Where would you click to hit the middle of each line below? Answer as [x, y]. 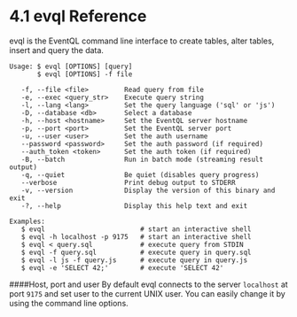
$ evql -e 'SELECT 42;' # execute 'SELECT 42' [122, 267]
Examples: [27, 221]
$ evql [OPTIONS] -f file [85, 74]
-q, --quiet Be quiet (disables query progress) [140, 174]
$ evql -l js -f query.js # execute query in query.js [134, 260]
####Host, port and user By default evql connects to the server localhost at [148, 284]
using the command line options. [69, 303]
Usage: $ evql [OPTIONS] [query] [71, 66]
